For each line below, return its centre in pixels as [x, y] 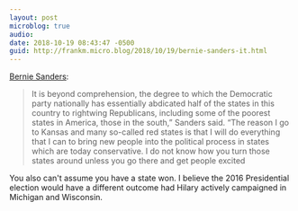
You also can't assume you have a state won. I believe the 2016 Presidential [149, 178]
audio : [22, 34]
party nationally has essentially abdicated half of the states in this [153, 103]
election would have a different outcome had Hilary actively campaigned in [148, 188]
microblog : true [40, 26]
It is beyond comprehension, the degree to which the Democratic [152, 94]
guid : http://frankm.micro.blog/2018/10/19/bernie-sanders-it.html [139, 51]
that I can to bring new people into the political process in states [150, 142]
